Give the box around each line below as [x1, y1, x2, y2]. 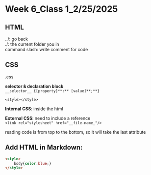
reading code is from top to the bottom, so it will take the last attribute [5, 129, 146, 135]
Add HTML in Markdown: [5, 144, 83, 152]
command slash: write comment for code [5, 47, 88, 52]
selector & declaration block [5, 83, 64, 89]
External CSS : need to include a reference [5, 115, 91, 121]
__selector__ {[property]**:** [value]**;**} [5, 88, 100, 93]
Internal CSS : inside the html [5, 106, 63, 112]
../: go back [5, 36, 28, 42]
